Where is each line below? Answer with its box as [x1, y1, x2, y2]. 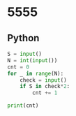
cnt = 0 [7, 64, 30, 71]
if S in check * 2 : [20, 83, 70, 90]
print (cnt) [7, 102, 39, 109]
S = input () [7, 50, 42, 57]
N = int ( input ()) [7, 57, 58, 64]
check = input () [20, 76, 68, 84]
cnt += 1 [32, 89, 58, 96]
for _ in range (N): [7, 70, 64, 77]
